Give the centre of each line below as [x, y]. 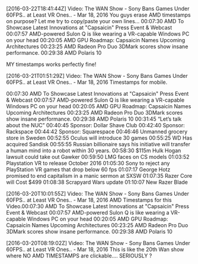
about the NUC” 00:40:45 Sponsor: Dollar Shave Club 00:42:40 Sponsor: [95, 125]
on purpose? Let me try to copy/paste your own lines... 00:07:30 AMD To [95, 21]
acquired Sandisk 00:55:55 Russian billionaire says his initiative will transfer [98, 144]
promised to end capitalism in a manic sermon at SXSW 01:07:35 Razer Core [99, 176]
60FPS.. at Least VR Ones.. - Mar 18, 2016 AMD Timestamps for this [89, 200]
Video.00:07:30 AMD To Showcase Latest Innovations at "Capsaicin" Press [98, 206]
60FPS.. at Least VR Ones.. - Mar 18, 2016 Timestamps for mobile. [87, 82]
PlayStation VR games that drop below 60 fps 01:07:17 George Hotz [88, 169]
